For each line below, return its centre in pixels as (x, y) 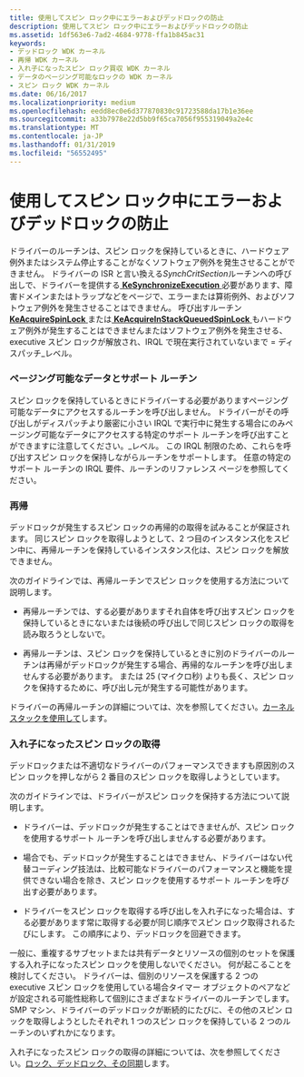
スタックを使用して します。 (61, 719)
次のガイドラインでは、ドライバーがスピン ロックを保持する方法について (146, 796)
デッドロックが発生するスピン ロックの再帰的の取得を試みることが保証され (150, 528)
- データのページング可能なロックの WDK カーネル (91, 77)
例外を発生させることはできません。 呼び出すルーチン (141, 307)
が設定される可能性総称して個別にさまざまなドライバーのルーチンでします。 (152, 999)
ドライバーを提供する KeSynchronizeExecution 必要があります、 (163, 285)
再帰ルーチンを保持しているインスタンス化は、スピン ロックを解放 (165, 550)
